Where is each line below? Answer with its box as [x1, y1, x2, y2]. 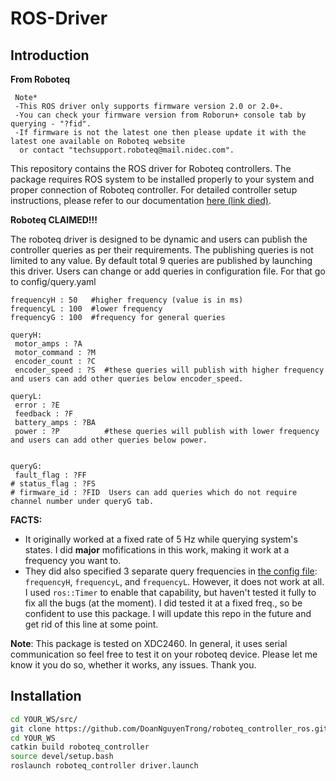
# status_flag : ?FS [10, 479, 97, 489]
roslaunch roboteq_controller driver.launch [10, 761, 199, 771]
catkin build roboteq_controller [10, 742, 150, 752]
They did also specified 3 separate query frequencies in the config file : [24, 565, 318, 577]
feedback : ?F [14, 409, 74, 419]
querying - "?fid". [10, 119, 92, 129]
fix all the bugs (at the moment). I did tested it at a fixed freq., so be [24, 597, 303, 609]
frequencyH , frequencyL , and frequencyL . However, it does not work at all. [24, 576, 325, 587]
